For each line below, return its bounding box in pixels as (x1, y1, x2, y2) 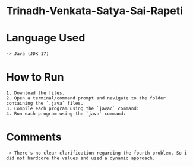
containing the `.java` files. (6, 101, 84, 107)
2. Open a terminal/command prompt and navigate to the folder (6, 95, 166, 101)
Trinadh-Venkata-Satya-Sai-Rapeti (6, 4, 183, 18)
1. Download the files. (6, 90, 65, 96)
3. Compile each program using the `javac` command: (6, 105, 140, 112)
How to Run (6, 70, 64, 84)
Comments (6, 130, 62, 144)
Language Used (6, 31, 86, 45)
